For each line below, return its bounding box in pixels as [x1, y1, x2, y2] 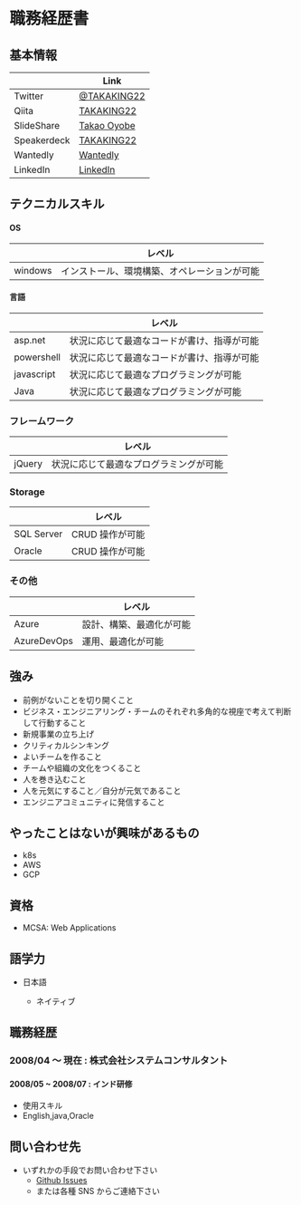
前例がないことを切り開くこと [22, 694, 134, 705]
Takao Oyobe [79, 120, 136, 131]
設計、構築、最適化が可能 [81, 618, 192, 631]
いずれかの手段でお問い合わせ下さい [22, 1165, 158, 1176]
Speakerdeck [14, 134, 71, 146]
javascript [14, 368, 56, 381]
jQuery [14, 458, 43, 470]
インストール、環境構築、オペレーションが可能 [61, 265, 260, 277]
